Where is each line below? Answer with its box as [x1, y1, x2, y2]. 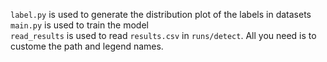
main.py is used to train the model [10, 19, 149, 31]
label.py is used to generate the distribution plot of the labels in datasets [10, 9, 312, 20]
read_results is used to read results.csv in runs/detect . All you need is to [10, 30, 317, 41]
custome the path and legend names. [10, 40, 164, 52]
